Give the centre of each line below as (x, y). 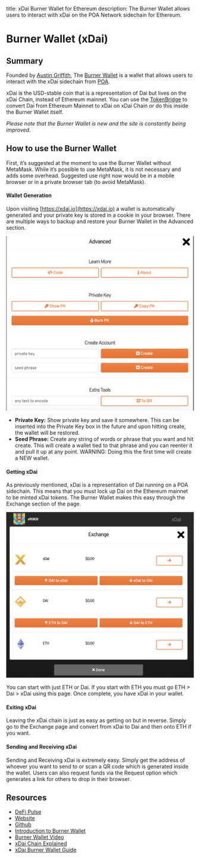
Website (25, 819)
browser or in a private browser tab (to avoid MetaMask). (76, 182)
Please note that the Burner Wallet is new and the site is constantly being (96, 124)
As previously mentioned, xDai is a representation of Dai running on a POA (97, 485)
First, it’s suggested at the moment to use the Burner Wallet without (89, 163)
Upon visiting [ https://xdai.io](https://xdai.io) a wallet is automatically (90, 209)
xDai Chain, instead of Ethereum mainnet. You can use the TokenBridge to (97, 99)
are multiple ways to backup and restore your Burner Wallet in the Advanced (100, 221)
